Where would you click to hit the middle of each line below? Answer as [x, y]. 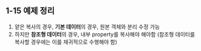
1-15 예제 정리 [30, 11]
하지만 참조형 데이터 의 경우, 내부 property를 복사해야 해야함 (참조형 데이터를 [105, 34]
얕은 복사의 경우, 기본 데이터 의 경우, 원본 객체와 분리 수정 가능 [87, 27]
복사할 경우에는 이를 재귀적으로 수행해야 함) [66, 42]
